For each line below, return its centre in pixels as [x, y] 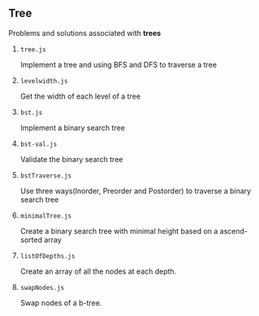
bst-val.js [39, 144]
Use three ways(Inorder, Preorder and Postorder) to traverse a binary [136, 191]
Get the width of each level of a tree [80, 96]
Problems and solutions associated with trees [85, 33]
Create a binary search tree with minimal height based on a [119, 230]
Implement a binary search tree [73, 127]
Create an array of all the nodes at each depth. [98, 271]
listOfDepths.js [47, 256]
